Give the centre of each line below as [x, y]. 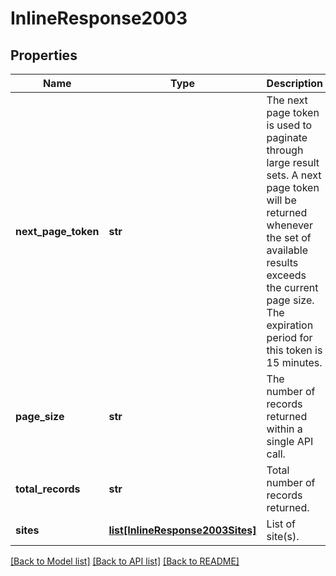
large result [293, 162]
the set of [289, 237]
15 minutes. [294, 362]
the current [292, 287]
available [287, 250]
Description [295, 83]
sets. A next [294, 175]
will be [281, 200]
